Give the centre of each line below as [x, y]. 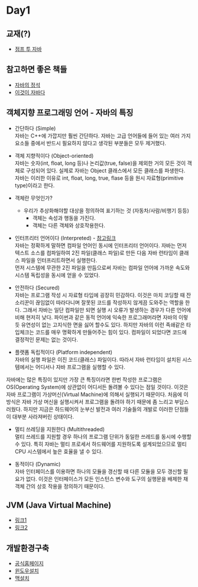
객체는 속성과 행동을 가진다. [64, 218]
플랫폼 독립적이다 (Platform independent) [64, 352]
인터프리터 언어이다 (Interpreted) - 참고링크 [65, 238]
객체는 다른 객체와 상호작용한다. [69, 225]
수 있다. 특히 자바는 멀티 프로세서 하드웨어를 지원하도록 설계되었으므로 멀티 [101, 444]
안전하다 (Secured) [37, 288]
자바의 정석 [27, 85]
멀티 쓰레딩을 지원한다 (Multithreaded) [60, 429]
